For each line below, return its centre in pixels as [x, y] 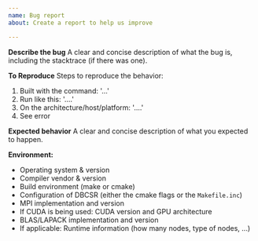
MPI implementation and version [72, 203]
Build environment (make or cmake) [77, 186]
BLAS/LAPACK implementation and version [89, 220]
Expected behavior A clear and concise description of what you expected [128, 131]
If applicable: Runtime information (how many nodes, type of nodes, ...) [135, 228]
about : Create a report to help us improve [81, 23]
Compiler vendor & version [63, 178]
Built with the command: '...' [64, 90]
